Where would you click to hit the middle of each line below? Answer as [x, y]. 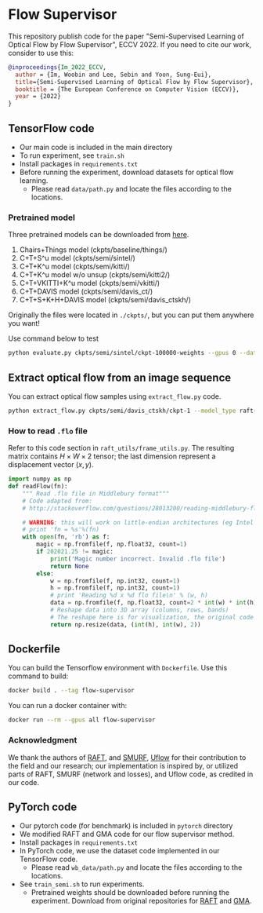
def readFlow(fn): [38, 487]
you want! [24, 323]
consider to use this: [41, 53]
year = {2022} [38, 97]
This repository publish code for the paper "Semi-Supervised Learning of [126, 36]
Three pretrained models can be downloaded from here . [99, 235]
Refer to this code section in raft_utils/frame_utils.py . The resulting [121, 448]
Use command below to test [54, 338]
